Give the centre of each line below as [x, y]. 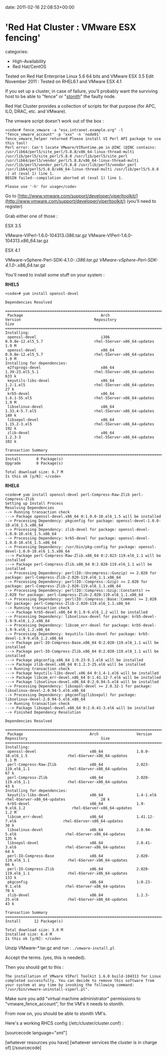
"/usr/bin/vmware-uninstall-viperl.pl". [48, 989]
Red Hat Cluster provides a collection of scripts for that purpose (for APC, [81, 106]
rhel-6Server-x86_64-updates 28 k [58, 799]
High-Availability [29, 61]
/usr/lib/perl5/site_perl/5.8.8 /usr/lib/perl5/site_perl [66, 156]
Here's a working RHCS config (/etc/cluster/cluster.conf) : [64, 1023]
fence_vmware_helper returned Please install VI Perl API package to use [83, 139]
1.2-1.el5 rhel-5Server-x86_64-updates [80, 385]
